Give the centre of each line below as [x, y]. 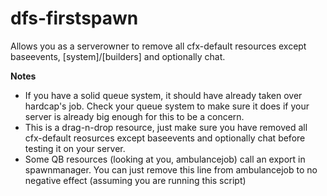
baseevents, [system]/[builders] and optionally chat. [118, 56]
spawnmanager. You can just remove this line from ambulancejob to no [171, 169]
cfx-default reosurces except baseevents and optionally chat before [165, 138]
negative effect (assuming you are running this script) [135, 180]
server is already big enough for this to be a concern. [134, 116]
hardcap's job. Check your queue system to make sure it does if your [167, 106]
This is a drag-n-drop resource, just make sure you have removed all [166, 127]
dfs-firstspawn [74, 18]
